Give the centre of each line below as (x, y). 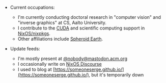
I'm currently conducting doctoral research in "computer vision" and (89, 17)
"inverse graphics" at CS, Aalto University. (62, 23)
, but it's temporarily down (116, 75)
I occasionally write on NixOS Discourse (60, 64)
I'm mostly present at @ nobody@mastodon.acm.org (73, 59)
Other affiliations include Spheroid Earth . (60, 39)
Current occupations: (32, 7)
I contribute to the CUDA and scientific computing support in (81, 28)
